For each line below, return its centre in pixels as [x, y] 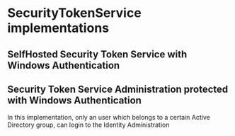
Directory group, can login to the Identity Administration [88, 125]
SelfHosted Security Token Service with [97, 54]
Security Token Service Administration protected [118, 89]
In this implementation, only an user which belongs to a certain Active [109, 118]
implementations [58, 28]
